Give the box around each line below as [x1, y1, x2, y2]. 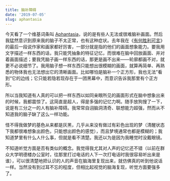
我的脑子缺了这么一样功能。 [14, 111, 72, 117]
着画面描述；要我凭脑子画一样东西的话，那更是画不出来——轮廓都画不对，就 [5, 56, 165, 63]
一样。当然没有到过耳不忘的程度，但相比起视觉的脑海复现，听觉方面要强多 [5, 164, 160, 170]
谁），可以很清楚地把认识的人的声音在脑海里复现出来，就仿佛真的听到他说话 [5, 158, 163, 164]
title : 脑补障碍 [5, 7, 36, 13]
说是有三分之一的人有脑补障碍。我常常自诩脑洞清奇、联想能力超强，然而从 [5, 105, 160, 111]
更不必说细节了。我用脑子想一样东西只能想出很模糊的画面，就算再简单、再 [5, 63, 160, 69]
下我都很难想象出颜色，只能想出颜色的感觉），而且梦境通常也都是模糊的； [5, 128, 158, 134]
